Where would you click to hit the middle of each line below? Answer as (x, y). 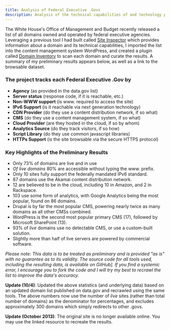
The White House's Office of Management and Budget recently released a (82, 29)
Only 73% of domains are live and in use (55, 163)
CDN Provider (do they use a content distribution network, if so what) (85, 112)
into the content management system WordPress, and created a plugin (79, 51)
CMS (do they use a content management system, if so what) (76, 117)
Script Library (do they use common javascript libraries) (71, 134)
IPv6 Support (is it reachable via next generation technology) (76, 107)
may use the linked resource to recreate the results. (59, 322)
